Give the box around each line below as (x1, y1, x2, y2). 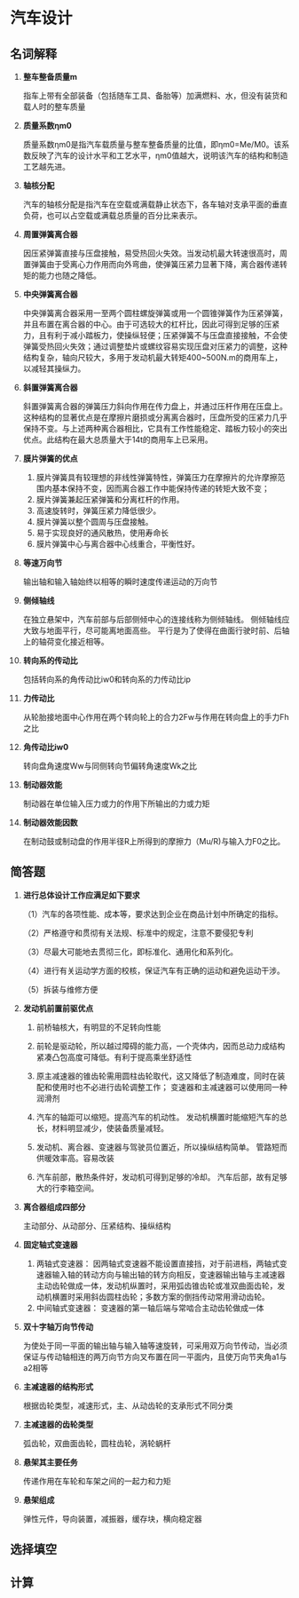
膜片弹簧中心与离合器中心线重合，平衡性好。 (35, 539, 201, 549)
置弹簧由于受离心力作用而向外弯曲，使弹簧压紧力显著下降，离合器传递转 (22, 259, 287, 269)
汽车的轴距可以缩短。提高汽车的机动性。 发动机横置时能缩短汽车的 (35, 1111, 280, 1122)
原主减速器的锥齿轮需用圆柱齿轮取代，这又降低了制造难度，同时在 (35, 1071, 278, 1081)
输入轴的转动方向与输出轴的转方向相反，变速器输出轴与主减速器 (51, 1269, 286, 1279)
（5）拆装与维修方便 (22, 984, 98, 994)
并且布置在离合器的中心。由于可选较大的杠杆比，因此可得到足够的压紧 (22, 319, 280, 329)
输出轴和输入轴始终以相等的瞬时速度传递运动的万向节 (22, 576, 218, 587)
